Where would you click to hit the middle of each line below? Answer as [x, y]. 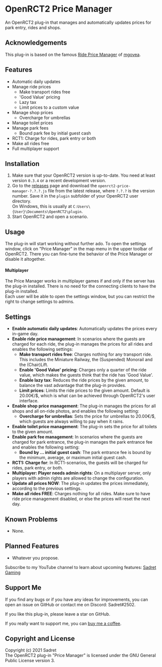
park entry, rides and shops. [33, 27]
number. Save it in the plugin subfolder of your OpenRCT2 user [75, 196]
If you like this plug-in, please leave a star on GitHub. [58, 614]
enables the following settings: [43, 349]
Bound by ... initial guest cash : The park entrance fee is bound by [85, 452]
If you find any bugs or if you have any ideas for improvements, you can [77, 599]
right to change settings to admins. [40, 301]
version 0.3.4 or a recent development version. [59, 181]
